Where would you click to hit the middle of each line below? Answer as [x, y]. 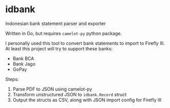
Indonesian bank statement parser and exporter [56, 23]
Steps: [12, 79]
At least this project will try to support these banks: [59, 48]
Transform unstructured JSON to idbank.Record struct [70, 94]
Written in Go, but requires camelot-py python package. [63, 33]
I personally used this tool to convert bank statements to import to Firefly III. [85, 43]
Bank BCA [23, 58]
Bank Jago [24, 64]
